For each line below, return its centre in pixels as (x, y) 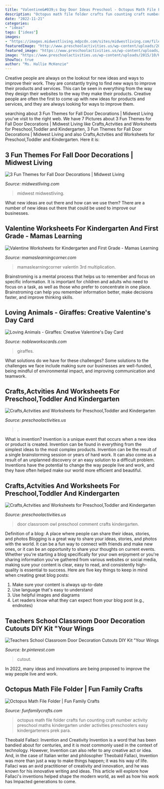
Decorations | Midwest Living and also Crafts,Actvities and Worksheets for (80, 135)
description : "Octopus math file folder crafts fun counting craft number (83, 14)
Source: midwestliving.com (32, 183)
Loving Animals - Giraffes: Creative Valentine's (78, 313)
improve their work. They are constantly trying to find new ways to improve (81, 83)
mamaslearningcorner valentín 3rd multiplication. (66, 267)
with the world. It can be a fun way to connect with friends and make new (79, 544)
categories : (17, 23)
